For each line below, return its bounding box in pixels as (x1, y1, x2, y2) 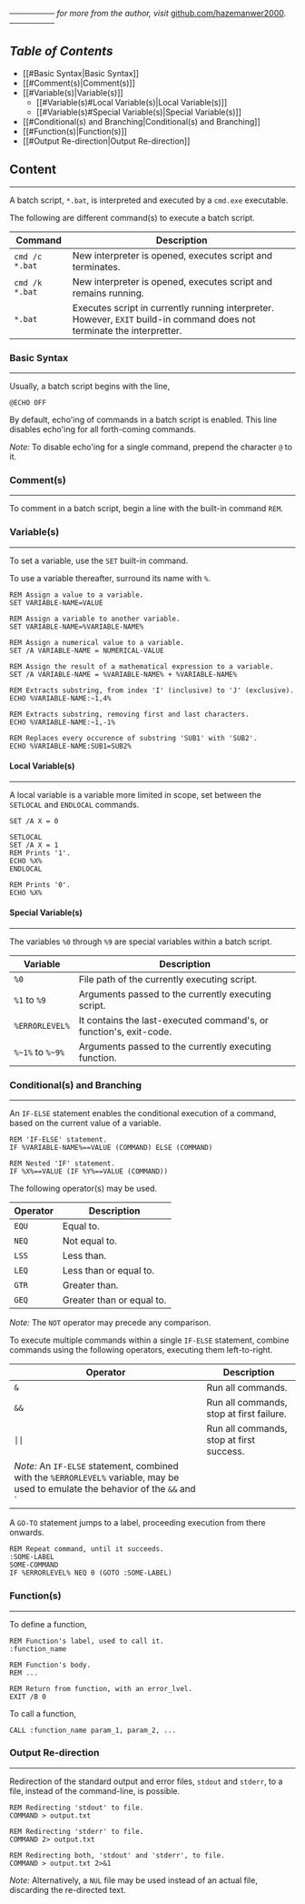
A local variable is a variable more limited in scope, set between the (9, 789, 261, 800)
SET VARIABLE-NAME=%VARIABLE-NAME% (9, 622, 144, 631)
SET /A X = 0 (9, 816, 59, 826)
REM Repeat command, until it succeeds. (9, 1545, 165, 1554)
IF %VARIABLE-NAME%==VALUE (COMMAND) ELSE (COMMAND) (9, 1143, 213, 1153)
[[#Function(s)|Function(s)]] (22, 126, 127, 136)
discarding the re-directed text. (9, 1884, 126, 1895)
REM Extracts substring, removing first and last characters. (9, 710, 250, 719)
